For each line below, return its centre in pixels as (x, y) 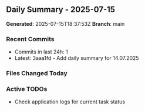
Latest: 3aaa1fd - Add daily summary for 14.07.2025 (77, 58)
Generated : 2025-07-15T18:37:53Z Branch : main (65, 23)
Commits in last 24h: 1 (41, 52)
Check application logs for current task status (70, 102)
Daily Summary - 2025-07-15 (61, 10)
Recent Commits (30, 39)
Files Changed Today (37, 73)
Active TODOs (27, 89)
